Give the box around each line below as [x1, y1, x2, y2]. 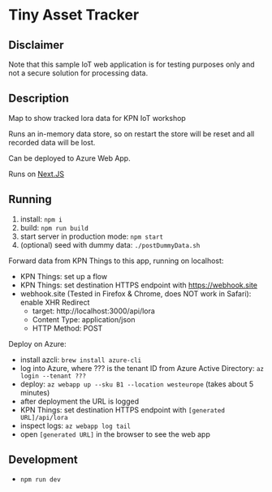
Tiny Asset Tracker [8, 6, 140, 24]
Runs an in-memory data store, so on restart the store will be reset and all [8, 128, 255, 139]
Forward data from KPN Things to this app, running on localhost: [8, 256, 224, 265]
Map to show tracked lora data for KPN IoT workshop [8, 113, 187, 123]
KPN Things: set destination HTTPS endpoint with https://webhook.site [19, 280, 258, 290]
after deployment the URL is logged [19, 396, 140, 406]
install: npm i [19, 214, 63, 224]
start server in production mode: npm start [19, 231, 164, 241]
